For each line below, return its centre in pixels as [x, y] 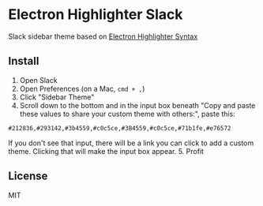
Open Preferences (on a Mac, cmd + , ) [82, 88]
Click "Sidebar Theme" [57, 97]
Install [24, 61]
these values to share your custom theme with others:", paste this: [127, 114]
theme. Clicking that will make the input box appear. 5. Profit [106, 151]
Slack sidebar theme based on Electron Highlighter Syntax [103, 36]
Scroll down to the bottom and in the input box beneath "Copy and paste [137, 105]
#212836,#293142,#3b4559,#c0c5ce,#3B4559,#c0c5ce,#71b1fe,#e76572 [120, 128]
